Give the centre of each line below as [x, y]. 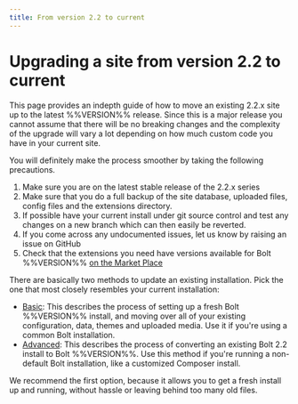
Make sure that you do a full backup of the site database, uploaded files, [155, 196]
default [35, 363]
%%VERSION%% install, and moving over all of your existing [134, 316]
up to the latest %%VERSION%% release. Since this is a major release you [146, 114]
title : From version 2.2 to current [77, 17]
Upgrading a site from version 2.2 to [145, 61]
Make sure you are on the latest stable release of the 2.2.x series [141, 187]
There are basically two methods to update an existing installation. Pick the [147, 279]
